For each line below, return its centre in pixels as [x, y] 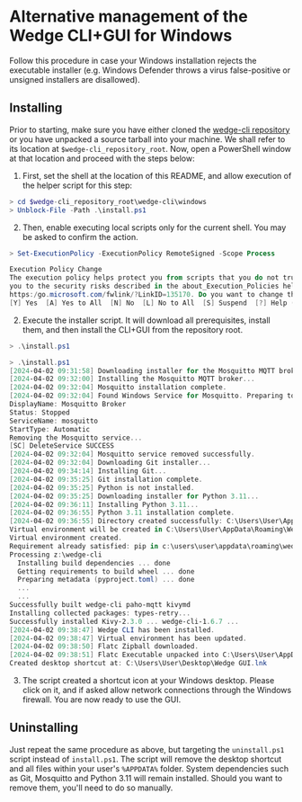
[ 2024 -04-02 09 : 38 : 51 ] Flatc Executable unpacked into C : [120, 655]
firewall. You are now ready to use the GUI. [102, 700]
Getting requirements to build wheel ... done [106, 571]
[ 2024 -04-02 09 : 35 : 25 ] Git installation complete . [106, 479]
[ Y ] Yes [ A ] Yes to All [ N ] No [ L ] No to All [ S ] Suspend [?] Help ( [152, 303]
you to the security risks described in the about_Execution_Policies [144, 286]
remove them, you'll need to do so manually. [91, 788]
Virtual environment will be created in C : [92, 530]
